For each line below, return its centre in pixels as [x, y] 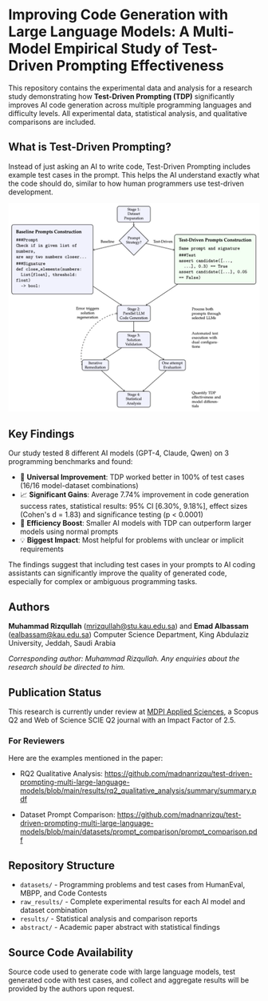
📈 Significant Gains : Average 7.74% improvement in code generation [134, 494]
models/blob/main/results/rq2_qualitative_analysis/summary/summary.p [138, 791]
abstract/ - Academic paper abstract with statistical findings [120, 927]
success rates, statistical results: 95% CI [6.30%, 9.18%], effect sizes [134, 507]
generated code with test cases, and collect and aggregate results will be [129, 980]
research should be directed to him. [67, 667]
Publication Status [55, 693]
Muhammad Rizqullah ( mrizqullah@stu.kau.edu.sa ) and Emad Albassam [128, 627]
